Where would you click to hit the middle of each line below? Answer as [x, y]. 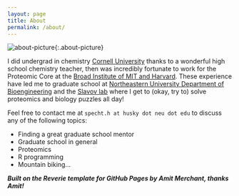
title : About [27, 21]
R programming [41, 157]
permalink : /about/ [36, 27]
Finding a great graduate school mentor [76, 134]
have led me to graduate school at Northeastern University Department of [116, 84]
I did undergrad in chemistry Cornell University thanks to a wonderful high [116, 61]
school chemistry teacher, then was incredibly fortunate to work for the [112, 69]
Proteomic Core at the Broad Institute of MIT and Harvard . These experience [120, 76]
